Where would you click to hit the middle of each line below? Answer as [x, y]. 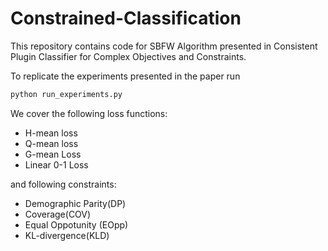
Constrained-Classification [126, 18]
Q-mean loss [51, 143]
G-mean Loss [53, 154]
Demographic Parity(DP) [75, 203]
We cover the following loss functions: [89, 113]
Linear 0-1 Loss [56, 164]
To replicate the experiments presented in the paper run [125, 76]
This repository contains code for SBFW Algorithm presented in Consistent [164, 46]
